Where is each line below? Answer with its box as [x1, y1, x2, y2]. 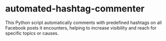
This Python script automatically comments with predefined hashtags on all [5, 19, 162, 25]
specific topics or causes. [5, 30, 59, 36]
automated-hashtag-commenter [5, 3, 145, 14]
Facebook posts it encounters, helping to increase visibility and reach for [5, 24, 157, 30]
